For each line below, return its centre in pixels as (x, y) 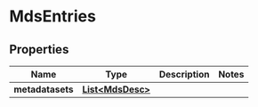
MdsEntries (52, 16)
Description (184, 74)
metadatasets (44, 89)
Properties (39, 49)
